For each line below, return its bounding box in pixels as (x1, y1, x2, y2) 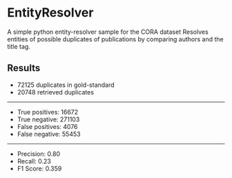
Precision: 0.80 (17, 150, 61, 158)
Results (7, 62, 41, 74)
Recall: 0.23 (17, 157, 52, 165)
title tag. (7, 42, 31, 50)
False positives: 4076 (17, 122, 78, 130)
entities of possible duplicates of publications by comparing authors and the (7, 34, 224, 43)
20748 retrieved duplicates (17, 88, 95, 96)
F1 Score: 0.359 (17, 164, 62, 172)
